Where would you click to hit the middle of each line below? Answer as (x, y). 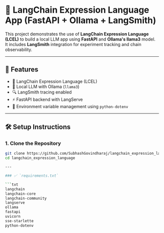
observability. (19, 49)
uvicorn (13, 217)
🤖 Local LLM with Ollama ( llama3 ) (46, 86)
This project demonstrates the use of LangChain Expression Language (77, 34)
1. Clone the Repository (33, 143)
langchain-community (26, 198)
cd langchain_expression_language (40, 158)
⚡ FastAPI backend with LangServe (47, 99)
